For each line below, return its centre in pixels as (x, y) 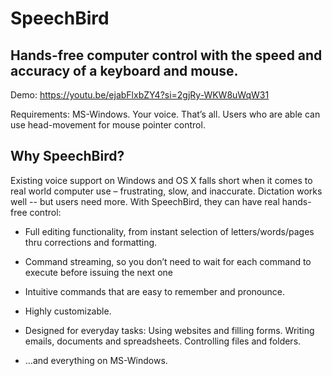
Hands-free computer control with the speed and (166, 55)
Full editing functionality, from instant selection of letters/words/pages (169, 231)
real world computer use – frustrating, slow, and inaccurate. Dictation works (166, 191)
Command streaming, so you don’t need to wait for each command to (168, 261)
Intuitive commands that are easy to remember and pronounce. (154, 291)
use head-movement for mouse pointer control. (108, 125)
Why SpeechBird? (67, 156)
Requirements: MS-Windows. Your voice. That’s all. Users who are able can (165, 114)
